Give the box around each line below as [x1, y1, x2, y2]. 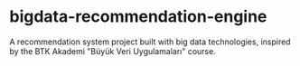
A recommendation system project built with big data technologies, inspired [9, 36, 291, 47]
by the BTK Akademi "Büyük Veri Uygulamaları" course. [9, 45, 217, 56]
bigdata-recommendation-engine [9, 6, 267, 27]
